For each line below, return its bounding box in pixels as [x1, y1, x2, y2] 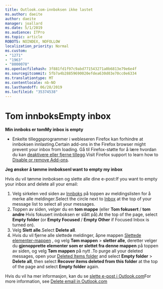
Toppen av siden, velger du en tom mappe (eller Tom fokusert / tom [12, 207, 151, 212]
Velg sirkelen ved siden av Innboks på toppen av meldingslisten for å [12, 191, 151, 197]
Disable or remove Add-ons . [12, 157, 70, 163]
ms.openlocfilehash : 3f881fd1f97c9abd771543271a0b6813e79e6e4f [5, 67, 137, 72]
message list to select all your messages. [12, 201, 95, 207]
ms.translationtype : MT [5, 76, 54, 80]
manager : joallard [5, 21, 43, 26]
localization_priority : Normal [5, 44, 69, 49]
